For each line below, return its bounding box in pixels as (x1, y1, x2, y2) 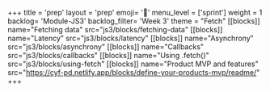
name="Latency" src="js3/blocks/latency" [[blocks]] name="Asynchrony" (7, 33, 254, 43)
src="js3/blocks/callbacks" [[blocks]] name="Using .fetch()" (7, 51, 209, 60)
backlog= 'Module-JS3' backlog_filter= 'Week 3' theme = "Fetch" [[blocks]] (7, 16, 260, 26)
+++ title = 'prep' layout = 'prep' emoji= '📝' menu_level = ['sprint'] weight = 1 (7, 8, 263, 17)
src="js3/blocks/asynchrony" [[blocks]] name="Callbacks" (7, 42, 204, 52)
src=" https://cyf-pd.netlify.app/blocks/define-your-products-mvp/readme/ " (7, 68, 260, 77)
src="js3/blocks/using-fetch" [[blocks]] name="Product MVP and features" (7, 59, 259, 69)
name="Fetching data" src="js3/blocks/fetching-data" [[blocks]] (7, 25, 223, 34)
